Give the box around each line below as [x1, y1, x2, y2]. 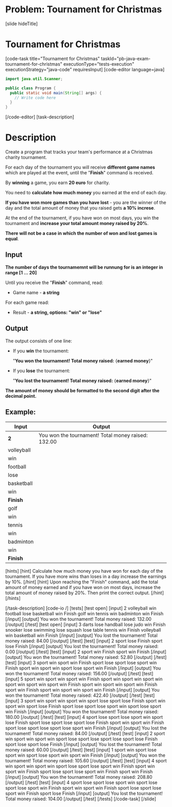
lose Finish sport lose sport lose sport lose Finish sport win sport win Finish [5, 719, 164, 725]
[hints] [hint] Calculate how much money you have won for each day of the [5, 568, 163, 574]
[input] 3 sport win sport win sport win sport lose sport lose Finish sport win [5, 697, 165, 703]
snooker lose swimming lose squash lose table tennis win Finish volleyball [5, 627, 161, 633]
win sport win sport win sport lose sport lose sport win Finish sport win [5, 763, 155, 769]
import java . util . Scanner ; [5, 76, 63, 82]
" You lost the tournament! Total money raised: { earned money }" [12, 377, 152, 384]
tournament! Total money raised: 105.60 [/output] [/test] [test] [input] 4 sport [5, 757, 167, 763]
